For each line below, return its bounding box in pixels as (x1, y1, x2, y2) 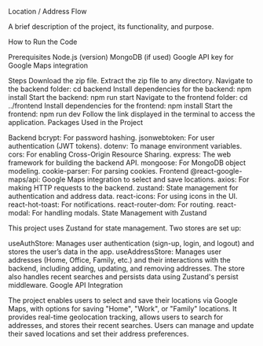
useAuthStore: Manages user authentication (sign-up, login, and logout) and (8, 239, 254, 248)
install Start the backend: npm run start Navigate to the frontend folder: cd (8, 93, 248, 101)
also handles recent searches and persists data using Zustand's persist (8, 272, 239, 282)
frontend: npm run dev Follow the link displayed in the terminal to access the (8, 109, 255, 119)
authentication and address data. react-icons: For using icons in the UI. (8, 192, 238, 201)
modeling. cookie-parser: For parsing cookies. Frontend (8, 167, 189, 175)
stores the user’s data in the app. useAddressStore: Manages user (8, 247, 222, 256)
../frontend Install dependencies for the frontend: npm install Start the (8, 101, 233, 110)
